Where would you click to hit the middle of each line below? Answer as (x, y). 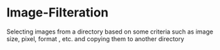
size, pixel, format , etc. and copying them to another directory (95, 38)
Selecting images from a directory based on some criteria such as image (110, 32)
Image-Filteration (57, 13)
